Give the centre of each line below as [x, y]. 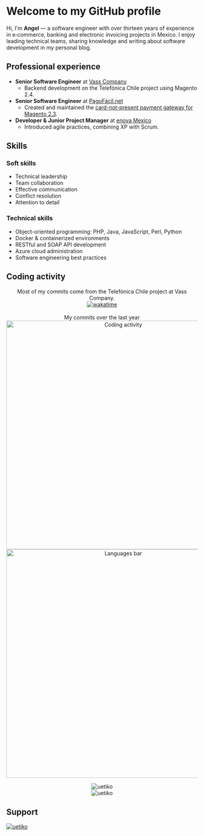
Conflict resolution [38, 196]
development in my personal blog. [49, 48]
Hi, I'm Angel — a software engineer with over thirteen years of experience [100, 28]
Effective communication [46, 190]
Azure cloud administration [49, 251]
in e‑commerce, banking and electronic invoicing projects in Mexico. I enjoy [101, 34]
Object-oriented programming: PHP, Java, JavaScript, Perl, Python [98, 231]
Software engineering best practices [61, 257]
